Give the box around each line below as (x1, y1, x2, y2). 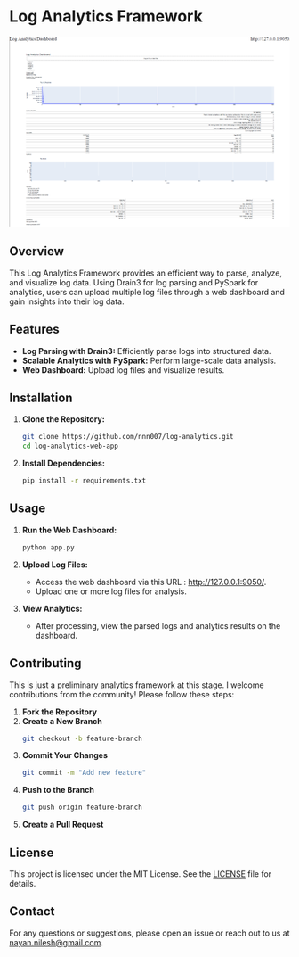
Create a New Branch (21, 715, 102, 726)
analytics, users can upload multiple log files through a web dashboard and (9, 286, 285, 297)
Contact (9, 903, 55, 920)
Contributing (9, 656, 82, 671)
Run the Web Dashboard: (21, 524, 117, 535)
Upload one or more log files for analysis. (35, 586, 187, 597)
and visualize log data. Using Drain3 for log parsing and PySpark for (9, 276, 259, 287)
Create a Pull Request (21, 819, 104, 830)
